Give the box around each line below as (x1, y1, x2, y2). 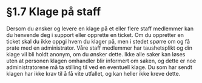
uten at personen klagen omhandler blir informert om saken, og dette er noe (6, 57, 197, 64)
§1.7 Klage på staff (6, 5, 101, 19)
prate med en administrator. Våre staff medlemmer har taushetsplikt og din (6, 44, 193, 51)
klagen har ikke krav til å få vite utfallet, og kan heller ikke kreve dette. (6, 70, 181, 77)
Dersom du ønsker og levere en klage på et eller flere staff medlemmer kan (6, 25, 194, 32)
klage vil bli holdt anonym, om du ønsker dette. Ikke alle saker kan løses (6, 50, 186, 58)
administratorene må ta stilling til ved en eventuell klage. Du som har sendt (6, 63, 193, 71)
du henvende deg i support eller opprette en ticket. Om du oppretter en (6, 31, 184, 38)
